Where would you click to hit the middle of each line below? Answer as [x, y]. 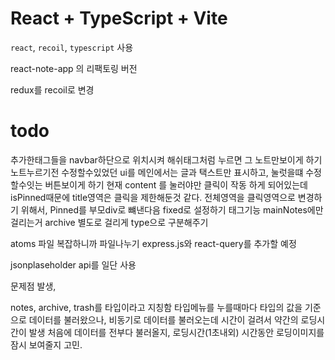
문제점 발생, [33, 286]
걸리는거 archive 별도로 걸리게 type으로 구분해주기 [109, 222]
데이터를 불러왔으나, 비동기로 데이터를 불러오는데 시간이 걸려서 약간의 [163, 319]
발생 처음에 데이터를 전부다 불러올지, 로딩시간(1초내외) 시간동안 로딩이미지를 [176, 332]
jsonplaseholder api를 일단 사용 [73, 264]
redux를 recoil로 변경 [52, 89]
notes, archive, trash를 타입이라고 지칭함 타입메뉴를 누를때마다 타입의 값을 [156, 307]
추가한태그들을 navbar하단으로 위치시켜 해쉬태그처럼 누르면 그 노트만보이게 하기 [166, 159]
